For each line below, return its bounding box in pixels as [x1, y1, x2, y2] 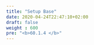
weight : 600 [6, 25, 38, 31]
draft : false [6, 19, 38, 25]
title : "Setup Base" [6, 8, 57, 15]
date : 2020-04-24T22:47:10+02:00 [6, 14, 89, 20]
